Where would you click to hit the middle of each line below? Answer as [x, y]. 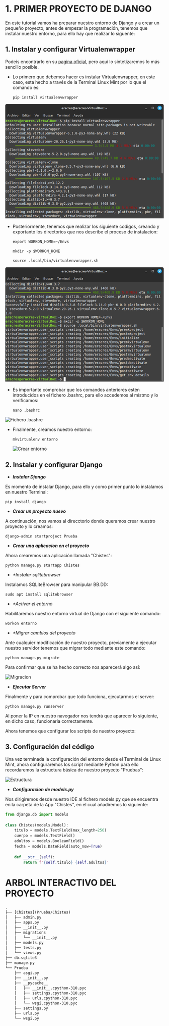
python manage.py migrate [32, 658]
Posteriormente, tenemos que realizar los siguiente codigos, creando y [86, 226]
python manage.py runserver [35, 706]
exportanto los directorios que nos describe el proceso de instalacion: [85, 232]
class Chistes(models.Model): [37, 825]
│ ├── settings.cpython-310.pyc [50, 993]
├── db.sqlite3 [21, 958]
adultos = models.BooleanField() [49, 841]
